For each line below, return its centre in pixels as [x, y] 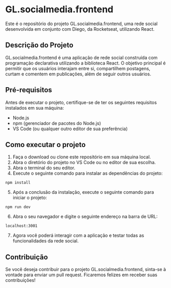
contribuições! [20, 280]
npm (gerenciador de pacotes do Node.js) [57, 123]
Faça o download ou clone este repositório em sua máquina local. [82, 157]
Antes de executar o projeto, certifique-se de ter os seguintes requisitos [81, 102]
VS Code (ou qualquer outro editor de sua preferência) [70, 129]
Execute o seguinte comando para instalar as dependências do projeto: [88, 173]
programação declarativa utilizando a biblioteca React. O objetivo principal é [86, 63]
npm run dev [18, 207]
